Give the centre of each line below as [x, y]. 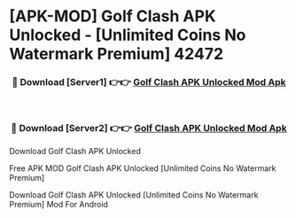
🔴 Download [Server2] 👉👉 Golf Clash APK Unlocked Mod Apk [149, 128]
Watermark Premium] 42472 [117, 54]
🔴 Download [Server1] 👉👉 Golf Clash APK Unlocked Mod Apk [149, 82]
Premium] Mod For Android [59, 204]
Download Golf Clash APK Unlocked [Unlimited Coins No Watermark [134, 195]
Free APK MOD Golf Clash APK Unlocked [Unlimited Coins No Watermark [143, 168]
